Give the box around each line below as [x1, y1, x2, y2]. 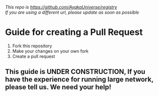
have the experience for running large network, [5, 75, 154, 84]
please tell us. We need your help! [5, 83, 112, 92]
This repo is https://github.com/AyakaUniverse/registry [5, 4, 118, 10]
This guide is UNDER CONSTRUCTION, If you [5, 67, 146, 76]
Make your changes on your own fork [12, 48, 89, 54]
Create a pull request [12, 53, 55, 59]
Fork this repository [12, 43, 52, 49]
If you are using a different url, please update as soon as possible [5, 9, 139, 15]
